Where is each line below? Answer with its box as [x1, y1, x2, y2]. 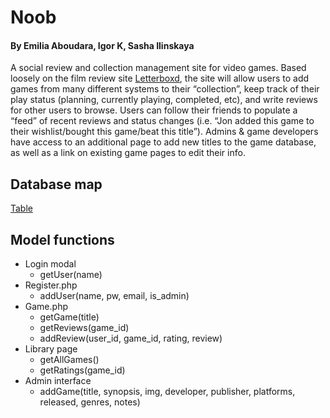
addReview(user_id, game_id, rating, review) [39, 332, 223, 345]
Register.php [24, 279, 78, 291]
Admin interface [24, 375, 92, 387]
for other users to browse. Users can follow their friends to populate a [10, 104, 298, 116]
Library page [24, 343, 78, 355]
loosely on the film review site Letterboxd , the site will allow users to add [10, 72, 310, 85]
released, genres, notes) [39, 396, 141, 408]
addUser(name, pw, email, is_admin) [39, 290, 190, 302]
